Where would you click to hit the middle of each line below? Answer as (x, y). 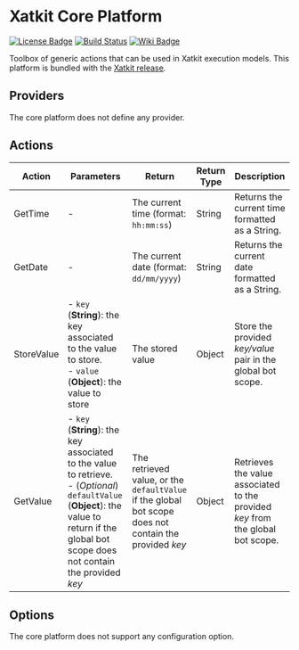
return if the (93, 528)
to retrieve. (90, 474)
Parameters (95, 176)
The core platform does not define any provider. (97, 117)
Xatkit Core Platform (86, 16)
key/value (255, 348)
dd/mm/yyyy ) (157, 278)
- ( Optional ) (93, 485)
